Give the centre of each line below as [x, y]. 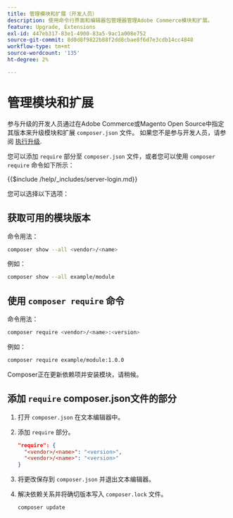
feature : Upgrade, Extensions [52, 27]
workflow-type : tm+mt [39, 46]
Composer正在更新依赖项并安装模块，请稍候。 [75, 374]
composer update [41, 507]
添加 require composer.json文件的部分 [92, 399]
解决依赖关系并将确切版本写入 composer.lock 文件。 [92, 494]
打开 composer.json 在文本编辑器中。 [71, 417]
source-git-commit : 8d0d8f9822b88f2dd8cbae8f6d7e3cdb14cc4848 [100, 40]
